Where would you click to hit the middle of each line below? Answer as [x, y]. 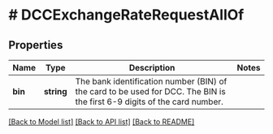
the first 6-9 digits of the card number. [149, 102]
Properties [36, 45]
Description [152, 68]
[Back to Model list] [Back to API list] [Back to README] [102, 122]
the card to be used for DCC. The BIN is [150, 91]
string [55, 91]
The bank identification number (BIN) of [151, 81]
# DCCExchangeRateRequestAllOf [126, 15]
